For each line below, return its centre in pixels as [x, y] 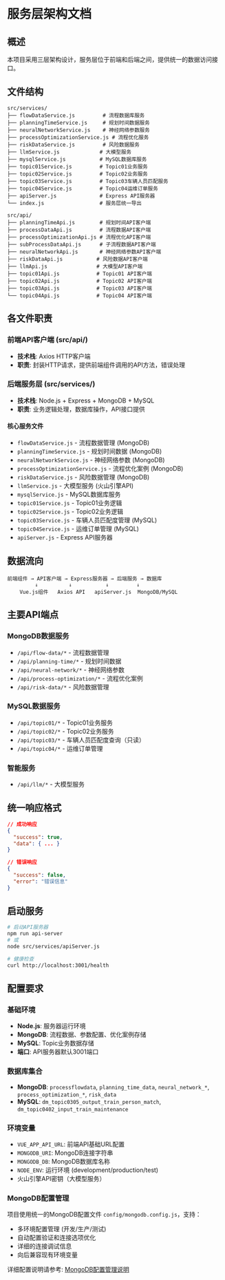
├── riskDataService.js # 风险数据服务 [73, 145]
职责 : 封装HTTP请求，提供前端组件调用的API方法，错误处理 [101, 365]
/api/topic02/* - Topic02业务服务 [66, 731]
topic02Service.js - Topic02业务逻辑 [70, 511]
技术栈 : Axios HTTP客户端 [54, 356]
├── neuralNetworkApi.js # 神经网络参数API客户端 [84, 252]
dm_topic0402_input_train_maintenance [73, 1109]
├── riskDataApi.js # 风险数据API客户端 [77, 259]
